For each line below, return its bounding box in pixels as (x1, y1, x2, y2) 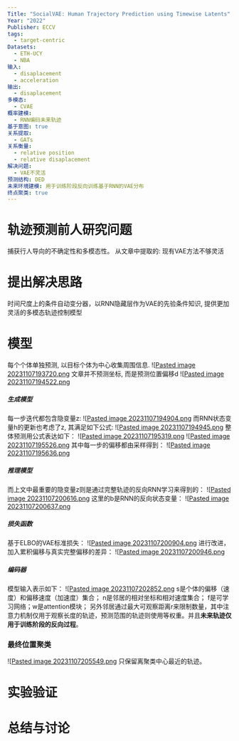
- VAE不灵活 (14, 169, 46, 177)
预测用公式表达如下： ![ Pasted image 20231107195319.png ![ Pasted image (13, 432, 230, 441)
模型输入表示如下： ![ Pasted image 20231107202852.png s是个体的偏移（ (7, 584, 224, 593)
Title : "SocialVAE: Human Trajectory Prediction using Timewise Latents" (7, 10, 231, 18)
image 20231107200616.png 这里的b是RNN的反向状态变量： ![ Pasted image (7, 494, 230, 503)
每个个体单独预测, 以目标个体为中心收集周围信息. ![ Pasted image (7, 361, 196, 369)
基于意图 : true (7, 122, 48, 130)
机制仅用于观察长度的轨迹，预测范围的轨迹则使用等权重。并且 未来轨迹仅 (19, 611, 232, 619)
